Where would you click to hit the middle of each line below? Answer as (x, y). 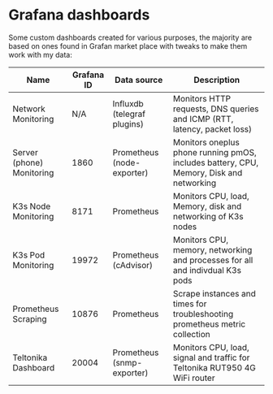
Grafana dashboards (79, 15)
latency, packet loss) (212, 129)
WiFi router (194, 378)
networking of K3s (208, 216)
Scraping (30, 318)
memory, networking (212, 249)
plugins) (128, 123)
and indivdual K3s (207, 270)
